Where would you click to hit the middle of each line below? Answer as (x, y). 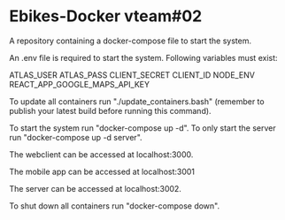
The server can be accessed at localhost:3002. (95, 188)
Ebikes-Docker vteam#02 (106, 16)
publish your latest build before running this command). (110, 110)
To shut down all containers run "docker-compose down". (114, 206)
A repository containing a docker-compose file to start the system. (131, 41)
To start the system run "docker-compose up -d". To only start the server (142, 128)
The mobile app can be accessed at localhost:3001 (102, 171)
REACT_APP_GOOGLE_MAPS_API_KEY (80, 84)
